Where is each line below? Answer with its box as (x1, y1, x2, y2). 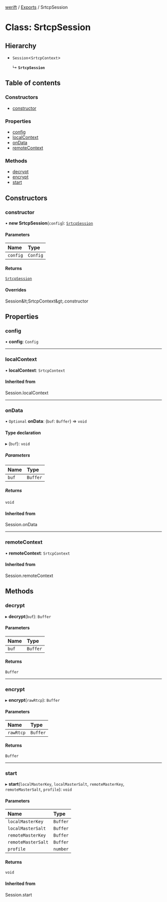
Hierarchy (5, 41, 37, 50)
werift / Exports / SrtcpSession (5, 4, 68, 10)
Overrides (5, 287, 26, 293)
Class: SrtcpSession (5, 22, 91, 33)
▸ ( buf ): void (5, 441, 30, 447)
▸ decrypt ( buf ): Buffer (5, 613, 51, 619)
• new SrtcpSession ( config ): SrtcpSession (5, 220, 93, 226)
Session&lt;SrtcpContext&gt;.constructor (5, 298, 88, 304)
